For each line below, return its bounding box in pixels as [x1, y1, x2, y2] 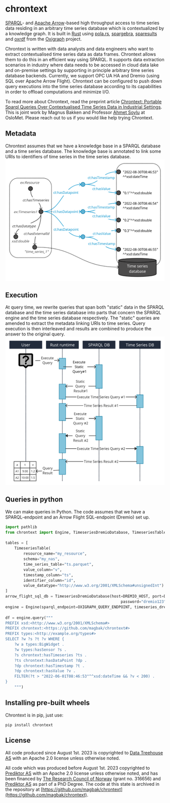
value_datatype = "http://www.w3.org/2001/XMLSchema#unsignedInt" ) [23, 583, 164, 588]
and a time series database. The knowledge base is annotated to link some [5, 148, 161, 154]
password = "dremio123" [120, 599, 166, 605]
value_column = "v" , [23, 567, 62, 572]
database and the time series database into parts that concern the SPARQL [5, 309, 161, 315]
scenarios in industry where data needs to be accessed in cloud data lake [5, 62, 159, 68]
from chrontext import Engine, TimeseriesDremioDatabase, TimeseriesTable [5, 530, 166, 535]
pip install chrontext [5, 722, 53, 728]
